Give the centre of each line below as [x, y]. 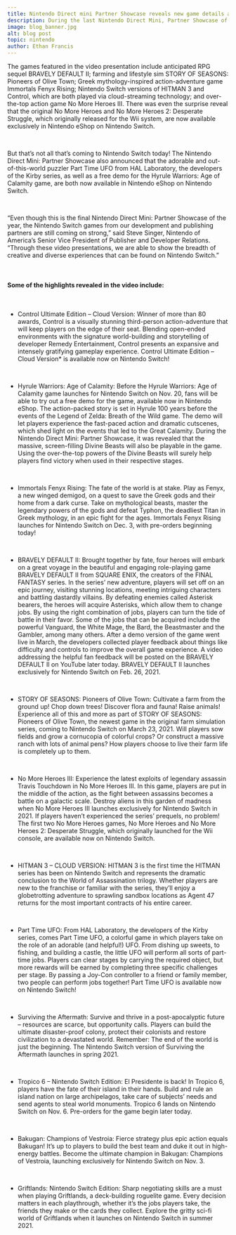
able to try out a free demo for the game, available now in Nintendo [114, 401]
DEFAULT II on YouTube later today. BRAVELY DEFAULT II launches [114, 665]
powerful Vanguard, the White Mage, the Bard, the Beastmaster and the [121, 627]
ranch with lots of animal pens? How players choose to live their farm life [123, 744]
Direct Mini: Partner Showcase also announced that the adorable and [107, 161]
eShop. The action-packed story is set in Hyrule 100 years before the [117, 409]
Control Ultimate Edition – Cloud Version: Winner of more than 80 [111, 314]
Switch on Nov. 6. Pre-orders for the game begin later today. [105, 1111]
